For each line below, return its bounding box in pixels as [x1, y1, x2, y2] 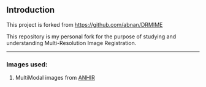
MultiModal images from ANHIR [15, 74, 95, 82]
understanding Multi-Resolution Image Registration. [6, 39, 137, 46]
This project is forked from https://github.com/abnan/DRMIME [6, 21, 163, 28]
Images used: [6, 60, 48, 69]
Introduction [6, 5, 55, 15]
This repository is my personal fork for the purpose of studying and [6, 33, 177, 40]
